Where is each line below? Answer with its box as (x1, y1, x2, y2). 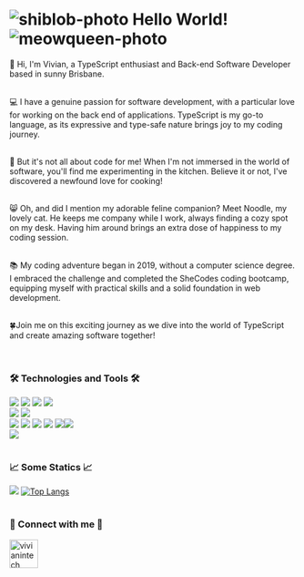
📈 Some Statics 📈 (9, 460, 93, 473)
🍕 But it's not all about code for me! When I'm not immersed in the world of (9, 156, 290, 167)
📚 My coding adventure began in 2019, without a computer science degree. (9, 260, 296, 271)
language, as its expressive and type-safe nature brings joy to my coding (9, 118, 283, 129)
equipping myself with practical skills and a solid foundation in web (9, 283, 261, 294)
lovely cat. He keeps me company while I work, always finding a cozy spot (9, 212, 289, 223)
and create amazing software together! (9, 329, 156, 341)
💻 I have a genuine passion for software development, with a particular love (9, 96, 296, 107)
